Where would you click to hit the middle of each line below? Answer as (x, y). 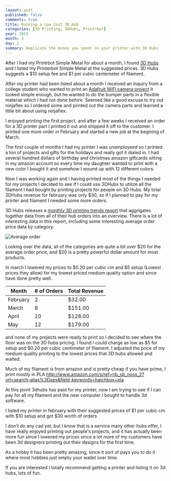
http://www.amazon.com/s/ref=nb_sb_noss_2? (95, 374)
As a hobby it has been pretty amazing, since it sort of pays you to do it (80, 452)
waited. (13, 359)
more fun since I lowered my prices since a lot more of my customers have (84, 436)
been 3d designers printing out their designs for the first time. (70, 442)
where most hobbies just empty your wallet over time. (62, 457)
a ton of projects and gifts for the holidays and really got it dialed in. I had (82, 152)
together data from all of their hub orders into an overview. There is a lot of (84, 216)
